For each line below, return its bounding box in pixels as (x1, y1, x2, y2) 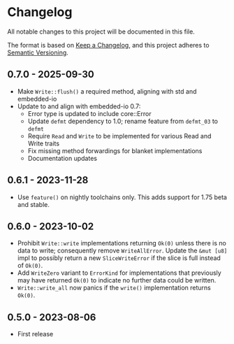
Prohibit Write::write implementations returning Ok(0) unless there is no (17, 239, 227, 248)
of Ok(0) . (17, 261, 43, 270)
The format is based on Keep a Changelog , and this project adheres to (7, 41, 210, 49)
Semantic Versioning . (7, 48, 68, 57)
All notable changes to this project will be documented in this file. (7, 27, 196, 36)
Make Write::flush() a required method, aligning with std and (17, 87, 197, 95)
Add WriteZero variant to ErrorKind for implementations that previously (17, 268, 221, 277)
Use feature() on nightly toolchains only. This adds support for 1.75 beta (17, 193, 227, 201)
